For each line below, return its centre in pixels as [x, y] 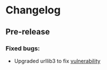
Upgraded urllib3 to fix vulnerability [57, 61]
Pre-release [28, 32]
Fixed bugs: [23, 48]
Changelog [33, 10]
